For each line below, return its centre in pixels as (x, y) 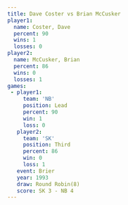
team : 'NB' (39, 99)
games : (17, 86)
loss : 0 (34, 125)
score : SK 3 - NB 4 (45, 191)
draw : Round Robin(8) (48, 184)
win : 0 (32, 158)
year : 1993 (33, 178)
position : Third (47, 145)
